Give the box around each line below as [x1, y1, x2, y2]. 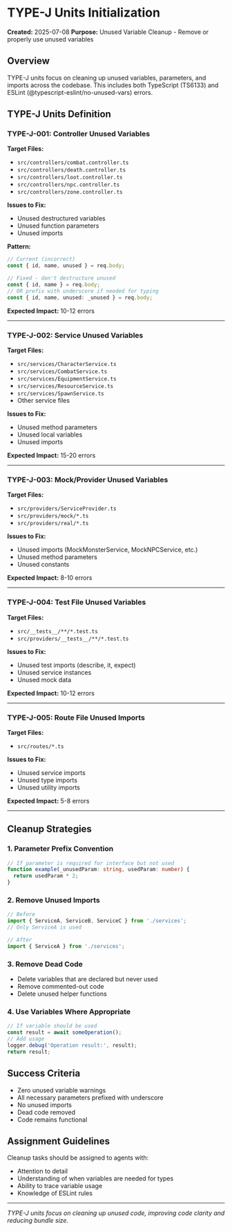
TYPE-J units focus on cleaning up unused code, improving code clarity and [7, 1209, 225, 1217]
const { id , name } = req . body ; [7, 282, 100, 289]
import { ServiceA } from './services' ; [7, 942, 126, 949]
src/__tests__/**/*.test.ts [17, 628, 98, 635]
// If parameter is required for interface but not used [7, 859, 175, 866]
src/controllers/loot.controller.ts [17, 174, 123, 181]
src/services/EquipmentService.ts [17, 375, 117, 382]
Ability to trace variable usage [17, 1182, 103, 1190]
